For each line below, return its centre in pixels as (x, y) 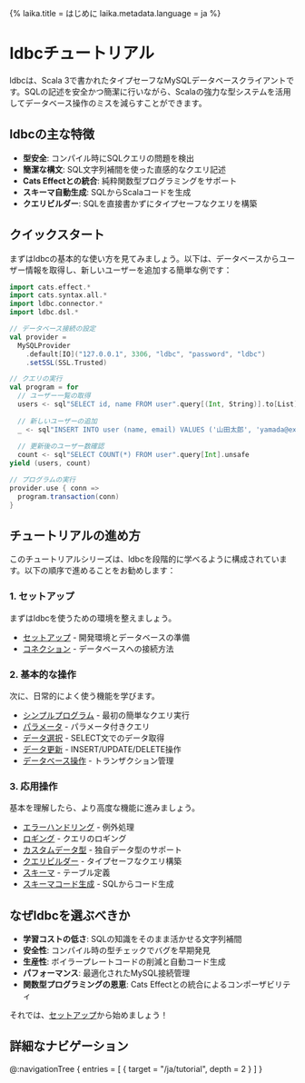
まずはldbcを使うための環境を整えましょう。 (93, 618)
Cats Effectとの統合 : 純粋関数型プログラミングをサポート (130, 181)
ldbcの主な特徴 (52, 134)
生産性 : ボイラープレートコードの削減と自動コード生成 (124, 962)
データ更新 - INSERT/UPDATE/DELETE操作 (102, 749)
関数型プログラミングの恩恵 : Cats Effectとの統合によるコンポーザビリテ (157, 985)
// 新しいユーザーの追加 (58, 421)
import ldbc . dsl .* (44, 313)
